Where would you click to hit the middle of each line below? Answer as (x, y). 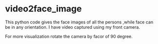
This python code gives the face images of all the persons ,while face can (79, 22)
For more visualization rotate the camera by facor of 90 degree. (69, 36)
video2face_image (43, 9)
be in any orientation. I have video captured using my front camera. (73, 27)
